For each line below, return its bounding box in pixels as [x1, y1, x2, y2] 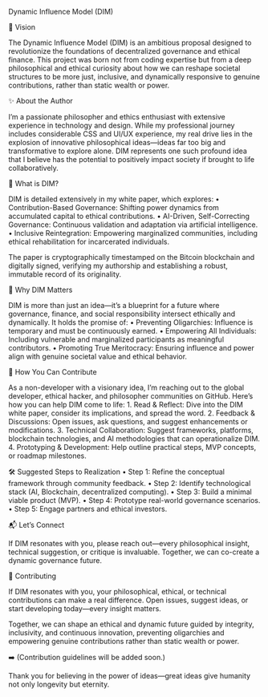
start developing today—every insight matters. [8, 604, 162, 613]
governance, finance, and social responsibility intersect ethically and [8, 309, 235, 318]
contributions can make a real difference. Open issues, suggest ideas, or [8, 595, 249, 605]
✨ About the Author [8, 96, 74, 105]
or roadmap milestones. [8, 451, 87, 460]
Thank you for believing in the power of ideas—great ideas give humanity [8, 671, 251, 680]
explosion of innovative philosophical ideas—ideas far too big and [8, 138, 226, 147]
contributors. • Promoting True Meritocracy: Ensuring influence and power [8, 343, 254, 352]
